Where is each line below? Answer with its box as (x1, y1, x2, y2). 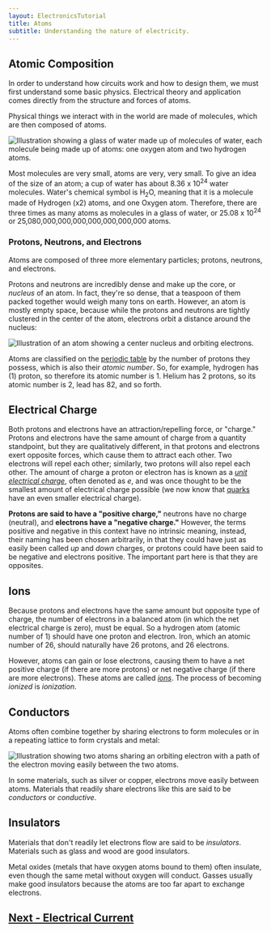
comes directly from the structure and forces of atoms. (8, 96, 192, 105)
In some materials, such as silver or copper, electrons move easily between (8, 776, 260, 785)
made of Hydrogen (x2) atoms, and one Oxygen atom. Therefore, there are (8, 198, 257, 207)
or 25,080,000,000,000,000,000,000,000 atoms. (8, 216, 171, 226)
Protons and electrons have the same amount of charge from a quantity (8, 433, 247, 442)
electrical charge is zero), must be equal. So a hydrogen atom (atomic (8, 623, 241, 633)
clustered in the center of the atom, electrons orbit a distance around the (8, 314, 251, 323)
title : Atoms (8, 19, 53, 28)
